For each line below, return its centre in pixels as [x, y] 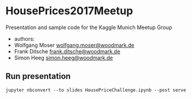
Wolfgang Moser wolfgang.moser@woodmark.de [74, 45]
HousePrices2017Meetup [69, 11]
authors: [24, 39]
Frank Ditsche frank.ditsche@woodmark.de [67, 51]
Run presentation [38, 76]
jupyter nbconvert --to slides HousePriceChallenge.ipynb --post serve [96, 90]
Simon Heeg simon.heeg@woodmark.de [63, 58]
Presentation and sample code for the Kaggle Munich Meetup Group [89, 27]
